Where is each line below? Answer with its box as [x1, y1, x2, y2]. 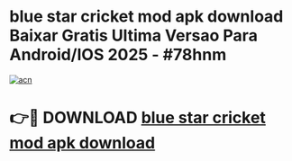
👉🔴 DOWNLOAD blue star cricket [9, 108, 266, 128]
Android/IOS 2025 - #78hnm [9, 45, 227, 65]
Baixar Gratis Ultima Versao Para [9, 25, 259, 46]
